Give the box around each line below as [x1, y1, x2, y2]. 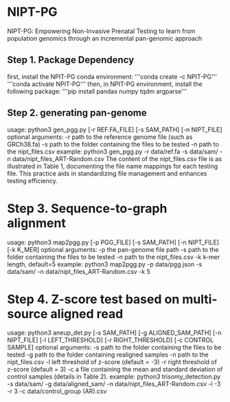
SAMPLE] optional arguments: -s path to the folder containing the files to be [7, 343, 222, 352]
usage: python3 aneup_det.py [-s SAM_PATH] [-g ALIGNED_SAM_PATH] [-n [7, 328, 222, 337]
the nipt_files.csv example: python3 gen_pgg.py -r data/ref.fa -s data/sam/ [7, 147, 218, 156]
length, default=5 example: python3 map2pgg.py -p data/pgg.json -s [7, 260, 203, 268]
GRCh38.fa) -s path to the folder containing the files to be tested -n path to [7, 140, 220, 148]
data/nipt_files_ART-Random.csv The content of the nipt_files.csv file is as [12, 154, 222, 162]
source [7, 306, 48, 321]
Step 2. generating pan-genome [7, 107, 147, 119]
